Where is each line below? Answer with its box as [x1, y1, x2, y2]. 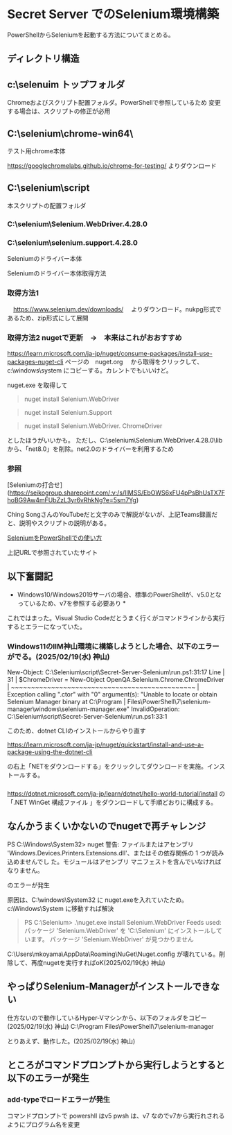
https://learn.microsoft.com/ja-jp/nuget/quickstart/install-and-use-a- [7, 740, 204, 749]
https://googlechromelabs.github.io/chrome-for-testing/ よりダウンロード [7, 161, 217, 170]
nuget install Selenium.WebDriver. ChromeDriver [24, 421, 163, 430]
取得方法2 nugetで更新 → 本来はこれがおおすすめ [7, 333, 182, 343]
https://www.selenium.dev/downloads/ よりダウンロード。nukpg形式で [13, 305, 222, 314]
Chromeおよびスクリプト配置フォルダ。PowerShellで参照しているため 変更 [7, 99, 222, 107]
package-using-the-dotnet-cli [7, 747, 93, 756]
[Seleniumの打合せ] [7, 480, 63, 489]
